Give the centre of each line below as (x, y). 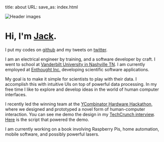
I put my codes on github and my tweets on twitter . (56, 50)
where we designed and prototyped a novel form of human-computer (75, 109)
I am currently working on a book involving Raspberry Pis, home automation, (82, 129)
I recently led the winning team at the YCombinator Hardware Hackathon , (79, 104)
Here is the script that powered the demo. (47, 120)
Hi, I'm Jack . (31, 36)
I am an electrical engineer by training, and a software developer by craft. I (80, 59)
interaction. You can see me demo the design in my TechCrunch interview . (80, 114)
